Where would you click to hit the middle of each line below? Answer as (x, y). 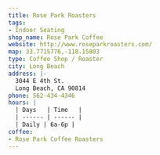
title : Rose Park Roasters (52, 15)
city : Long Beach (36, 67)
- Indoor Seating (36, 30)
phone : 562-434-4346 (42, 96)
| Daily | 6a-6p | (45, 124)
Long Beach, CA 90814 (51, 88)
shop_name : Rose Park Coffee (56, 37)
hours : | (22, 103)
